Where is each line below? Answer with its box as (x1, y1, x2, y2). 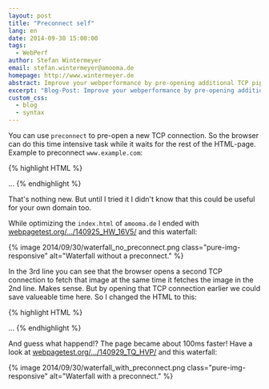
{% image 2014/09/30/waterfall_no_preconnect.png (8, 242, 180, 252)
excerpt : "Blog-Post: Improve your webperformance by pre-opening (8, 86, 235, 95)
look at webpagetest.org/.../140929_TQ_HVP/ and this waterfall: (8, 347, 218, 357)
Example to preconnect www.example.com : (8, 148, 143, 157)
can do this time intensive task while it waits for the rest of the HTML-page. (8, 140, 256, 148)
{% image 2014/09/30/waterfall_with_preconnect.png (8, 363, 186, 372)
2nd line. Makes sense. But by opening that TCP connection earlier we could (8, 284, 261, 293)
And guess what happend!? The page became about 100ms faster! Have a (8, 338, 253, 348)
